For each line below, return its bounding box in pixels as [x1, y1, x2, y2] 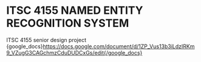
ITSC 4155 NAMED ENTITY [6, 4, 143, 17]
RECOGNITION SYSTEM [6, 16, 129, 30]
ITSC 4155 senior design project [6, 36, 87, 43]
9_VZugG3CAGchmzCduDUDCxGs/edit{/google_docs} [6, 49, 143, 56]
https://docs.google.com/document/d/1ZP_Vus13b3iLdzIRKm [43, 43, 196, 50]
